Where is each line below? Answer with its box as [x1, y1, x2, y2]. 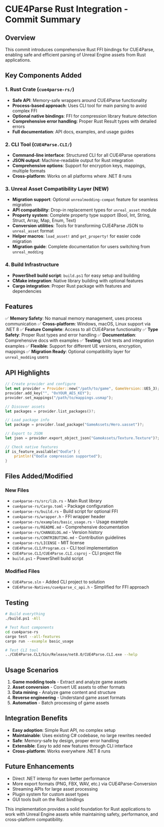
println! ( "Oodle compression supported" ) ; [14, 454, 102, 459]
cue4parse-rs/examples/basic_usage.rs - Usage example [12, 519, 128, 525]
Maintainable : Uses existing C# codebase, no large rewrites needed [12, 732, 151, 738]
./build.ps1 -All [5, 616, 41, 621]
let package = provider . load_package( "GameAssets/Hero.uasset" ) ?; [5, 422, 144, 427]
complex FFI [12, 107, 38, 114]
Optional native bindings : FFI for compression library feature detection [12, 113, 157, 119]
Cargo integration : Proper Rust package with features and [12, 283, 131, 289]
